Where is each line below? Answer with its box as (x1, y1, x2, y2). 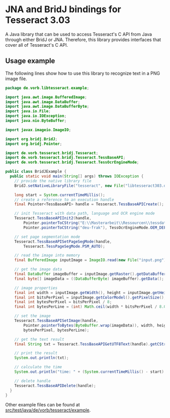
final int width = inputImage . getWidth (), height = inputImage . (14, 290, 153, 295)
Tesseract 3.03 (5, 14, 70, 26)
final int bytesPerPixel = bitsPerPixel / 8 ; (14, 300, 112, 305)
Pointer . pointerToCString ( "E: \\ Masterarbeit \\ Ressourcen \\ (23, 220, 151, 226)
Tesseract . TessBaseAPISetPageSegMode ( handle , (14, 239, 112, 244)
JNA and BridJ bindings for (5, 4, 121, 15)
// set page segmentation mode (14, 234, 80, 239)
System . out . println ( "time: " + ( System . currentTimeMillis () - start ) (14, 369, 164, 374)
